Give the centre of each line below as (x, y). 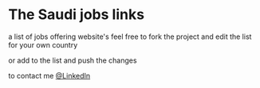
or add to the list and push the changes (73, 60)
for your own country (43, 44)
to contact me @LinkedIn (49, 75)
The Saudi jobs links (77, 15)
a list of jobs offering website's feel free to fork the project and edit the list (130, 36)
